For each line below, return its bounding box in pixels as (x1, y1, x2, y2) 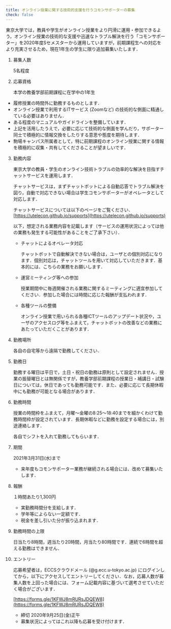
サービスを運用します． (26, 172, 76, 178)
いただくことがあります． (38, 326, 92, 332)
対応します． (13, 196, 40, 202)
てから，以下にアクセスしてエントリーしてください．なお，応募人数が (13, 573, 159, 579)
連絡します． (17, 423, 45, 429)
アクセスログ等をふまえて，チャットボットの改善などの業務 (34, 319, 158, 325)
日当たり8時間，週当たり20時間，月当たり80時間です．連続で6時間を (13, 538, 159, 545)
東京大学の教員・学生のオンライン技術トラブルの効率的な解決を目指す (13, 166, 160, 172)
